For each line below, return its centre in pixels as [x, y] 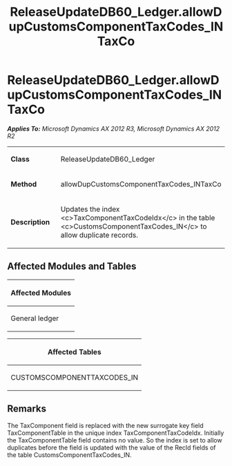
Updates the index [90, 209]
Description [30, 222]
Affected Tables [74, 351]
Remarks [27, 409]
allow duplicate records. [99, 235]
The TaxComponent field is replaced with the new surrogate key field [105, 425]
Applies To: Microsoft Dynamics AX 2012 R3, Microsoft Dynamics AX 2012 [114, 128]
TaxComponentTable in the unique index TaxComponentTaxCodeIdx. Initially [116, 433]
